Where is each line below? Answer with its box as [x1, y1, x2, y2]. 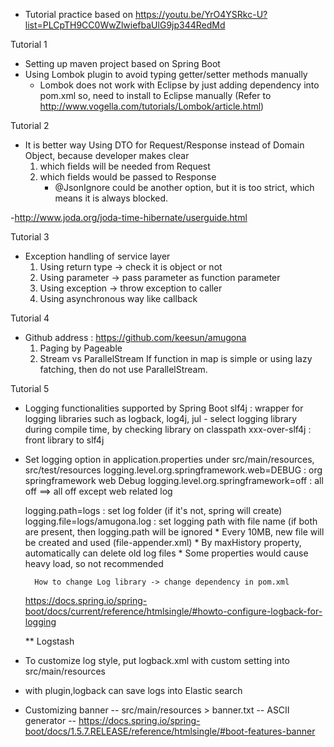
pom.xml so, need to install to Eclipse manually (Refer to [39, 90, 272, 101]
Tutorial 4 [10, 312, 50, 324]
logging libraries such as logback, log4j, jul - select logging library [24, 413, 298, 424]
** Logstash [24, 635, 75, 647]
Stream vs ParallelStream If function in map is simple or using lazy [39, 353, 313, 364]
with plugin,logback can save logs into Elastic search [24, 685, 243, 696]
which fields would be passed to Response [39, 171, 217, 183]
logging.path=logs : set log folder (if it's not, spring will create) [24, 505, 283, 516]
